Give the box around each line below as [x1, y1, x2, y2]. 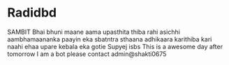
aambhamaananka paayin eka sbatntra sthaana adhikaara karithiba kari [7, 35, 212, 43]
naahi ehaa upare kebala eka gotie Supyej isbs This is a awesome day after [7, 42, 223, 50]
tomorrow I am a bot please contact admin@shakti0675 [7, 50, 167, 58]
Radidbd [7, 5, 57, 21]
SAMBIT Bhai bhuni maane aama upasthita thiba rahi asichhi [7, 28, 180, 36]
